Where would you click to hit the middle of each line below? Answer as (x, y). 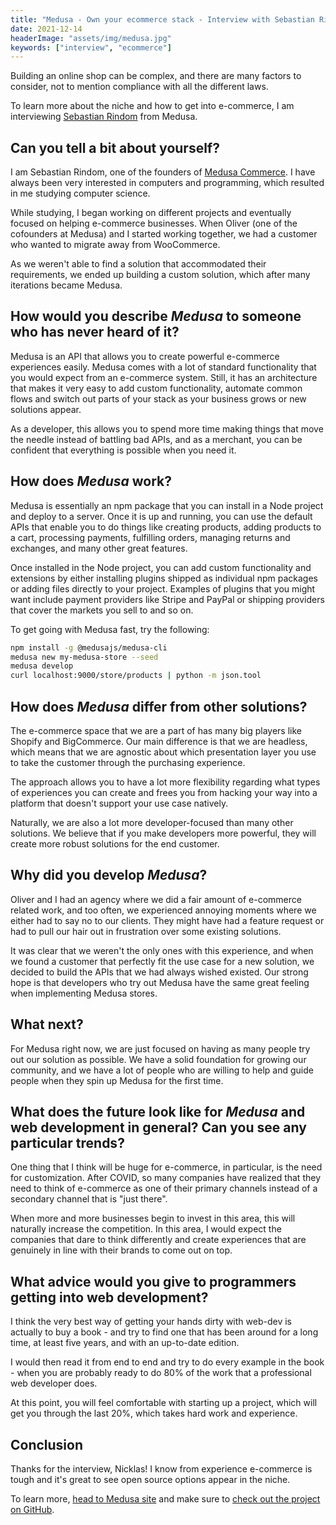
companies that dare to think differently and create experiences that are (158, 1240)
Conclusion (47, 1444)
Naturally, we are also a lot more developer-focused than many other (152, 822)
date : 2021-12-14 (46, 29)
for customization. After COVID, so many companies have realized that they (166, 1178)
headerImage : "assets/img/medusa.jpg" (91, 38)
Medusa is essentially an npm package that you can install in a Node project (167, 505)
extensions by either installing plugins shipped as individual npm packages (164, 578)
